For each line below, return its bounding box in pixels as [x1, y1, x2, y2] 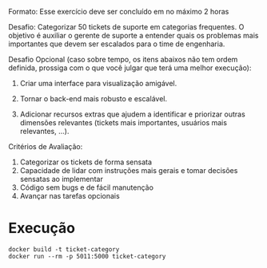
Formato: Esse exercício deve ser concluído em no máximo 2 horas [8, 7, 229, 16]
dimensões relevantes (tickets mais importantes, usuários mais [19, 118, 228, 127]
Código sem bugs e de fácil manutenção [19, 183, 154, 192]
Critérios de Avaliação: [8, 142, 83, 151]
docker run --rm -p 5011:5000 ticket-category [8, 252, 166, 260]
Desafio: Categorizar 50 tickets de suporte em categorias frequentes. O [8, 22, 245, 31]
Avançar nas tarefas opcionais [19, 191, 120, 200]
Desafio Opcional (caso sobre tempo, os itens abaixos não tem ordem [8, 55, 238, 64]
